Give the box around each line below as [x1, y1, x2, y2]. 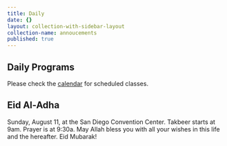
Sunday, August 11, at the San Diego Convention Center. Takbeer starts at [7, 118, 216, 126]
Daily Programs [7, 61, 75, 73]
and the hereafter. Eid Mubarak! [7, 132, 97, 140]
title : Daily [7, 10, 45, 17]
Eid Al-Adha [7, 99, 60, 111]
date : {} [7, 17, 32, 23]
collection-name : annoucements [7, 29, 97, 36]
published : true [7, 36, 54, 43]
